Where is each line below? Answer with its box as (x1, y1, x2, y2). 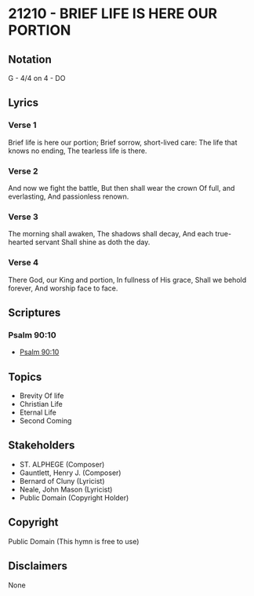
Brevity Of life (19, 391, 64, 400)
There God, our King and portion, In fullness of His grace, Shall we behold (8, 275, 247, 284)
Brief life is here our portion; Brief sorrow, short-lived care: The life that (8, 137, 238, 147)
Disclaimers (8, 559, 68, 573)
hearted (8, 237, 34, 247)
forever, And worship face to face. (8, 283, 118, 293)
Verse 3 (8, 211, 38, 222)
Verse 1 (8, 119, 37, 130)
